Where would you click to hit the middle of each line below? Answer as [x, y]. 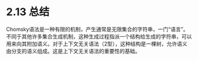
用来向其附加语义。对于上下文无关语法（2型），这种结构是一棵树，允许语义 [97, 44]
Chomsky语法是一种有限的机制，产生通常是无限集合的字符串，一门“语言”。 [97, 29]
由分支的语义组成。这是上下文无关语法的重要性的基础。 [73, 51]
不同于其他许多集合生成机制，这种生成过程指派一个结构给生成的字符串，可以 [99, 36]
